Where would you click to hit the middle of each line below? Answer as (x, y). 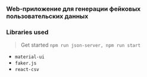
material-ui (29, 57)
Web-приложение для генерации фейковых (73, 9)
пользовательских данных (47, 16)
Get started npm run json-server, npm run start (81, 45)
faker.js (26, 63)
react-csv (27, 70)
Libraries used (27, 32)
